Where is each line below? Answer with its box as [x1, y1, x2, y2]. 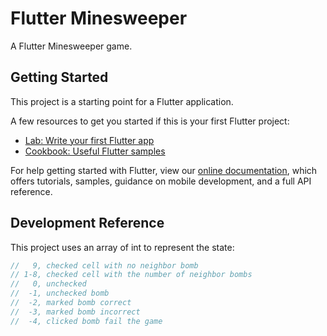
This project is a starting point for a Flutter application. [10, 95, 234, 107]
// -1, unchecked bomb [10, 288, 110, 299]
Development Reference [10, 215, 165, 232]
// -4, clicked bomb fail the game [10, 316, 163, 326]
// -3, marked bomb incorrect [10, 307, 141, 317]
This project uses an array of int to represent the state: [10, 241, 235, 253]
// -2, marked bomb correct [10, 298, 132, 308]
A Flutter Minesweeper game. [10, 40, 133, 52]
